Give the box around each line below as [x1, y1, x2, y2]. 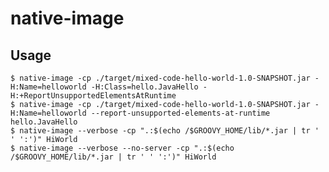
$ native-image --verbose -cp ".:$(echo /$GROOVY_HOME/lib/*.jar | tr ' [10, 126, 320, 136]
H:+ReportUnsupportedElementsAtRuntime [10, 91, 177, 101]
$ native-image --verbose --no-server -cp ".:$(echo [10, 143, 235, 153]
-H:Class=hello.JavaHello [90, 82, 199, 92]
